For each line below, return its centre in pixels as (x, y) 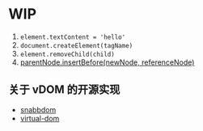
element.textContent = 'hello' (73, 37)
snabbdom (38, 109)
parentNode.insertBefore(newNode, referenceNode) (107, 62)
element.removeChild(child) (67, 54)
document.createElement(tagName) (76, 45)
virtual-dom (40, 118)
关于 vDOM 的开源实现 (64, 90)
